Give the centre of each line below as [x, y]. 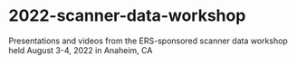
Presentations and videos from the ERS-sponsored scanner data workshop [148, 41]
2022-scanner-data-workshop [127, 16]
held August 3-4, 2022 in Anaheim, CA [81, 50]
